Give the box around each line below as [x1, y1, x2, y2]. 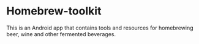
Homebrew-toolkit [6, 4, 102, 18]
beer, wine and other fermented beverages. [6, 30, 116, 37]
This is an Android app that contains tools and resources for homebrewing [6, 24, 194, 31]
